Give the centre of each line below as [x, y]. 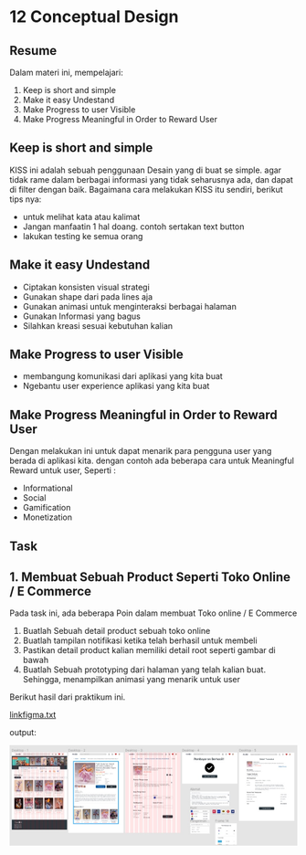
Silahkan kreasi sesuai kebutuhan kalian [98, 325]
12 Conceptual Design [94, 17]
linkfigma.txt [33, 715]
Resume [33, 51]
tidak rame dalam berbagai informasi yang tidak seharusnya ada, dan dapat [152, 179]
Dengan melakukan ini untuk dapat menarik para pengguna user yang [141, 451]
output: [23, 733]
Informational [47, 488]
